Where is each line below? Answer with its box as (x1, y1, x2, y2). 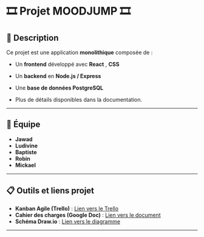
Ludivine (15, 142, 38, 149)
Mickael (15, 161, 36, 169)
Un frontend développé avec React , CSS (15, 61, 120, 68)
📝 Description (6, 32, 59, 43)
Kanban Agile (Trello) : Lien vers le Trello (15, 205, 119, 212)
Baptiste (15, 148, 38, 155)
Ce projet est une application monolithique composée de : (6, 49, 153, 56)
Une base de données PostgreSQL (15, 84, 104, 91)
